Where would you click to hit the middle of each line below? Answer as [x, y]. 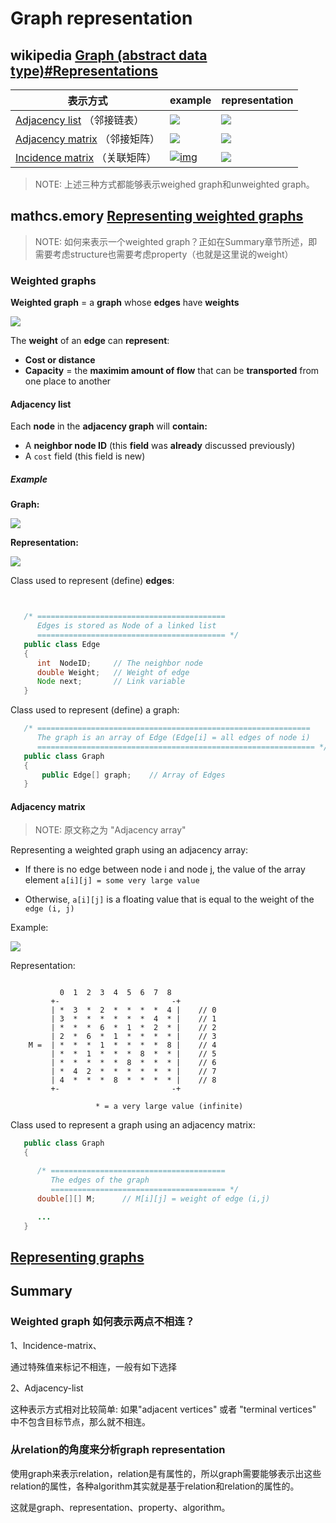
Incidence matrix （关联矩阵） [86, 157]
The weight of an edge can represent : [90, 341]
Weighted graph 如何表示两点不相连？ [102, 1322]
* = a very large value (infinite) [169, 1107]
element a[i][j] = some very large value [112, 880]
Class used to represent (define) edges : [92, 581]
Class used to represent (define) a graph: [95, 710]
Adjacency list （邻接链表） [80, 120]
